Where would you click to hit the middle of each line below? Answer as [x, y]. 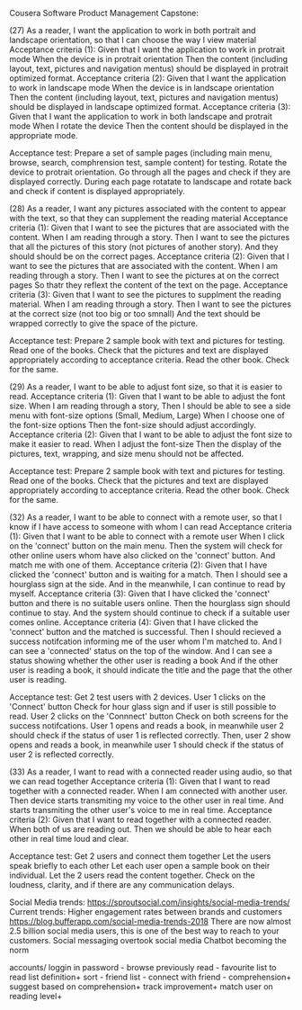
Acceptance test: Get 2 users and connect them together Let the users [140, 856]
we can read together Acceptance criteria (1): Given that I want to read [140, 781]
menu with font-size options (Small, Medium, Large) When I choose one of [147, 416]
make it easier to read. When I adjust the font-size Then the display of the [145, 444]
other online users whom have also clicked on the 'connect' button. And [142, 555]
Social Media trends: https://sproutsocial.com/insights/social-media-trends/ [150, 902]
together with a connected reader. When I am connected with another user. [148, 791]
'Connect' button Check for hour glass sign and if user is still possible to [143, 706]
